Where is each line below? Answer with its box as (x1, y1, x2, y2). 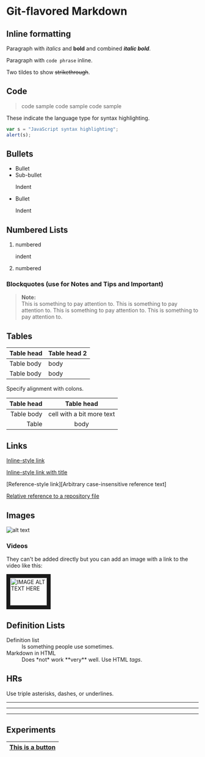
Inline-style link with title (6, 469, 68, 476)
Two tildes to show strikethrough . (6, 68, 90, 76)
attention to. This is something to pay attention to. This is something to (21, 307, 198, 314)
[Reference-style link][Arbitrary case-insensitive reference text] (6, 481, 167, 488)
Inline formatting (6, 29, 71, 39)
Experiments (6, 725, 56, 735)
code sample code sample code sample (21, 102, 122, 109)
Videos (6, 541, 28, 550)
